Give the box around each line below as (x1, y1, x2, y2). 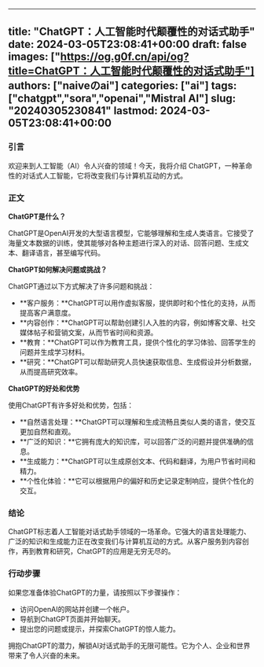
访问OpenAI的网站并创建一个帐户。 (19, 604, 134, 614)
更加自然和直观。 (19, 426, 75, 437)
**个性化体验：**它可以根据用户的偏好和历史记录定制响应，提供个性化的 (19, 476, 254, 485)
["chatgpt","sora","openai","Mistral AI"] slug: (8, 92, 236, 105)
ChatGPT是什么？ (8, 212, 67, 221)
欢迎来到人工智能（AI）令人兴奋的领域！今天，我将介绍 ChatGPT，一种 (8, 160, 239, 170)
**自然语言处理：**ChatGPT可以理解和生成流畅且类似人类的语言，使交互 (19, 417, 256, 426)
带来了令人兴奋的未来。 (8, 650, 84, 660)
